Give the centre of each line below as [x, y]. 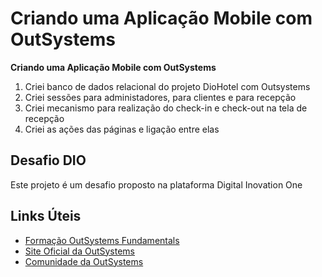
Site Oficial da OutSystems [80, 251]
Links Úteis [46, 216]
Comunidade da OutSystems [84, 261]
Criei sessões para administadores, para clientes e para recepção [160, 97]
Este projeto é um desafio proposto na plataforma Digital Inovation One [156, 184]
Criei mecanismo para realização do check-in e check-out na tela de [166, 108]
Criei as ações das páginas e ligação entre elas [122, 129]
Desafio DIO [48, 160]
